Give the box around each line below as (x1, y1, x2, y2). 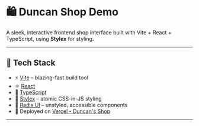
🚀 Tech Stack (6, 58, 56, 68)
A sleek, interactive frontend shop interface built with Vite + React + (6, 28, 172, 36)
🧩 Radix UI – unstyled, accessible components (14, 101, 128, 108)
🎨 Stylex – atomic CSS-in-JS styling (14, 95, 102, 102)
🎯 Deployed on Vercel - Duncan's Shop (14, 108, 111, 115)
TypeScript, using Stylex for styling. (6, 35, 94, 42)
